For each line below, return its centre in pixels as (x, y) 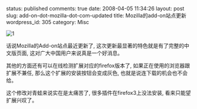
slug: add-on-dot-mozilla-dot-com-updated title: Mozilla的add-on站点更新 (96, 15)
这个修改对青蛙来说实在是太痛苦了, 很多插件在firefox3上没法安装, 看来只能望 (98, 93)
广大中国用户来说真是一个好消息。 (81, 53)
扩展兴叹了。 (22, 100)
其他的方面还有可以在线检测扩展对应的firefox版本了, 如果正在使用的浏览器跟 (98, 65)
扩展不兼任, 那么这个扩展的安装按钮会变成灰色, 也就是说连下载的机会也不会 (97, 73)
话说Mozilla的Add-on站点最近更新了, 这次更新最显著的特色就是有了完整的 (95, 46)
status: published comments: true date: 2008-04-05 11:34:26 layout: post (95, 9)
